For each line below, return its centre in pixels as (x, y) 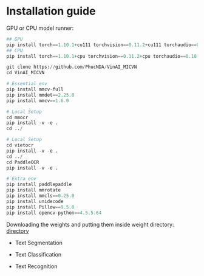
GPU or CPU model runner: (40, 28)
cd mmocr (17, 117)
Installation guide (51, 11)
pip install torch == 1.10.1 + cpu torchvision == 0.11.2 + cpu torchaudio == (96, 56)
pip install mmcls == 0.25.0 (40, 196)
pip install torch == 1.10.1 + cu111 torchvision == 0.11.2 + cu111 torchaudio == (102, 45)
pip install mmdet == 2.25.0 (40, 95)
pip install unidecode (35, 201)
